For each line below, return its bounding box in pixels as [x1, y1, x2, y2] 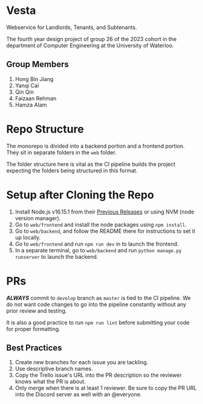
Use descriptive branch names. [14, 365, 94, 373]
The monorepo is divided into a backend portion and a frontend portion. [6, 142, 185, 149]
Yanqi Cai [14, 82, 39, 89]
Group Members [6, 59, 69, 70]
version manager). [14, 214, 61, 221]
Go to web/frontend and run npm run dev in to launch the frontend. [14, 240, 179, 247]
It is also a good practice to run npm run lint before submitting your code [6, 319, 190, 326]
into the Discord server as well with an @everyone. [14, 391, 142, 398]
